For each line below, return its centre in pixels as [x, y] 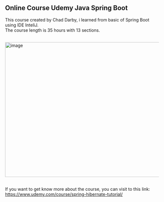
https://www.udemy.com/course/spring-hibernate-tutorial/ [64, 194]
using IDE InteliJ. [22, 25]
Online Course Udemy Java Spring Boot [66, 8]
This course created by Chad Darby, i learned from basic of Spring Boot [77, 20]
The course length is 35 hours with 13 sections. [52, 30]
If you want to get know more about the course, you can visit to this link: [78, 189]
